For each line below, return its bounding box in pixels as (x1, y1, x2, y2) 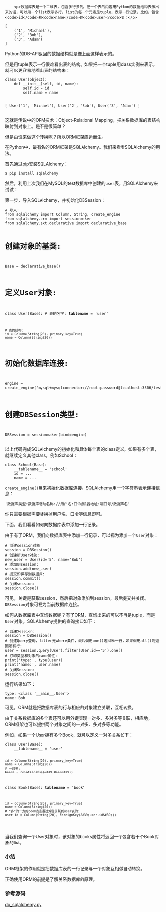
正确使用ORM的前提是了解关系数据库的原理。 (5, 876, 98, 882)
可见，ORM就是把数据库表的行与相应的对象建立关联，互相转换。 (5, 704, 137, 711)
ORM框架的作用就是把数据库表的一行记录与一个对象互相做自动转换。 (5, 865, 145, 871)
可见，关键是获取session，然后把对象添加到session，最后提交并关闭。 (5, 595, 149, 601)
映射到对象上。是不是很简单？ (5, 123, 66, 129)
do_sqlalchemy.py (5, 902, 42, 908)
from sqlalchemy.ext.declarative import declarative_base (5, 221, 127, 226)
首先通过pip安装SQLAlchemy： (5, 161, 68, 167)
